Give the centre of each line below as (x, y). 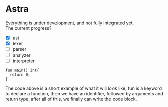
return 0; (20, 75)
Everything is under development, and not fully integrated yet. (70, 23)
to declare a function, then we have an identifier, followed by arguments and (84, 94)
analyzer (22, 55)
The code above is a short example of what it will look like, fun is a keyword (84, 88)
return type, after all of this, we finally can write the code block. (71, 99)
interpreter (24, 61)
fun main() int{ (22, 70)
